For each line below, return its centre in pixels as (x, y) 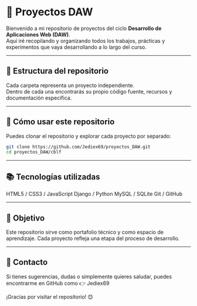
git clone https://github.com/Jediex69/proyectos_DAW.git (78, 147)
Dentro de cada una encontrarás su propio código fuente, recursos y (89, 91)
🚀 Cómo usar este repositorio (60, 122)
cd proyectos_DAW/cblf (34, 152)
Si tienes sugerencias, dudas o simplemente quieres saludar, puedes (89, 277)
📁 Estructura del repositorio (57, 71)
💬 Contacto (27, 262)
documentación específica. (39, 98)
